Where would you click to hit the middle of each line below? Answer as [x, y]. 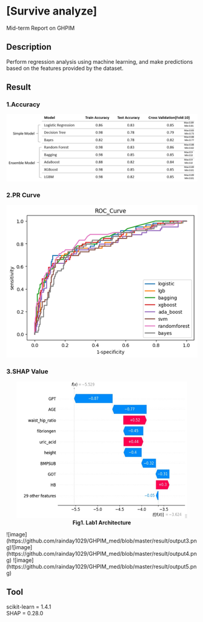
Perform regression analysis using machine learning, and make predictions [100, 61]
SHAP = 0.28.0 [25, 613]
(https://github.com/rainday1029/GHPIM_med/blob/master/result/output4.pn [101, 553]
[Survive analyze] [52, 11]
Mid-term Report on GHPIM [41, 28]
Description [29, 47]
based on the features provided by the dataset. [65, 68]
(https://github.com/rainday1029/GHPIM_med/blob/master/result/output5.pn [101, 566]
